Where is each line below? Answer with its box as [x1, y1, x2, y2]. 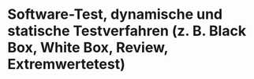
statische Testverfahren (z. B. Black [7, 22, 246, 40]
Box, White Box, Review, [7, 39, 169, 56]
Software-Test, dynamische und [7, 5, 222, 23]
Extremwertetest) [7, 56, 125, 74]
